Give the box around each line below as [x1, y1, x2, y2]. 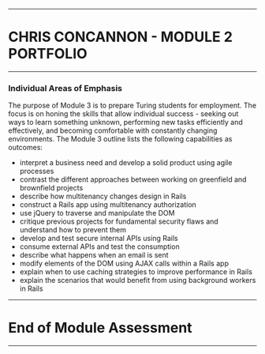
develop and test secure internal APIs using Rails [19, 234, 179, 243]
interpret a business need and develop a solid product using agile [19, 158, 233, 168]
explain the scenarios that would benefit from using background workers [19, 276, 256, 285]
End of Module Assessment [8, 319, 192, 337]
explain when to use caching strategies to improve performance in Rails [19, 267, 252, 277]
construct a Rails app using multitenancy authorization [19, 200, 197, 209]
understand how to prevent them [19, 225, 126, 235]
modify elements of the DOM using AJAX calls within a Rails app [19, 258, 229, 269]
